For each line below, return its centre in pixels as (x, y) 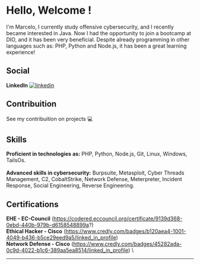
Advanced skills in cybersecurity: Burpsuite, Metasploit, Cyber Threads (95, 173)
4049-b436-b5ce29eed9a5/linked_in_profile (61, 238)
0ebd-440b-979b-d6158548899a (48, 225)
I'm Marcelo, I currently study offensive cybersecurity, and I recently (90, 27)
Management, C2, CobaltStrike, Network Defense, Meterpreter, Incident (94, 179)
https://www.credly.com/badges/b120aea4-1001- (126, 231)
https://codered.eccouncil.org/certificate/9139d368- (118, 219)
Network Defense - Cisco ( (40, 244)
